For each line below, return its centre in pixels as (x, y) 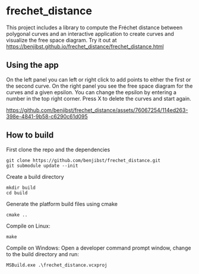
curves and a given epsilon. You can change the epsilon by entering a (91, 92)
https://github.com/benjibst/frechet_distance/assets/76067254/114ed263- (97, 110)
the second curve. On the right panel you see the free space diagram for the (99, 86)
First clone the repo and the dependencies (58, 150)
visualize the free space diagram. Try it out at (61, 40)
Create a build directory (35, 176)
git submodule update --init (42, 166)
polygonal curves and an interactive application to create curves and (90, 33)
